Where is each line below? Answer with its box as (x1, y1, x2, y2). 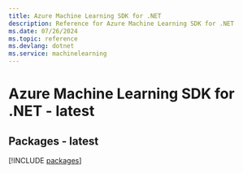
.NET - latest (8, 102, 95, 120)
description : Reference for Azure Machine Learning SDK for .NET (8, 19, 234, 28)
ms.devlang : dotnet (8, 42, 75, 50)
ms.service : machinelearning (8, 50, 107, 58)
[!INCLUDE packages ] (8, 156, 82, 165)
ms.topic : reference (8, 34, 79, 43)
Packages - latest (8, 134, 99, 148)
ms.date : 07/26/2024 (8, 27, 79, 35)
